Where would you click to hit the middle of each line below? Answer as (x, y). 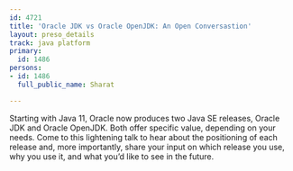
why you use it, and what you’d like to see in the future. (112, 156)
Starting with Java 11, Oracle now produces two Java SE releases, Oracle (145, 118)
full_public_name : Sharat (66, 85)
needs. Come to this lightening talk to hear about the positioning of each (143, 137)
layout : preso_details (52, 34)
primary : (26, 51)
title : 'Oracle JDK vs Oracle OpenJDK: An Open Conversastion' (131, 26)
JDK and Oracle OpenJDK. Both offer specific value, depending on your (143, 128)
